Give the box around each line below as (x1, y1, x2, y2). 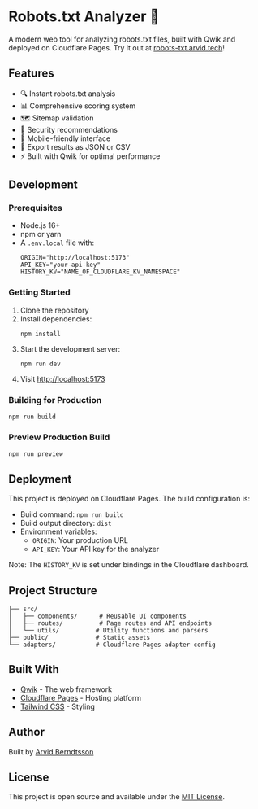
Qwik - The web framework (19, 684, 112, 694)
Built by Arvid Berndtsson (8, 746, 94, 756)
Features (8, 67, 54, 81)
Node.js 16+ (19, 221, 61, 230)
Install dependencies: (19, 313, 92, 324)
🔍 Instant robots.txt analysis (19, 89, 116, 98)
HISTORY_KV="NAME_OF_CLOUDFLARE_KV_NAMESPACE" (19, 268, 181, 276)
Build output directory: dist (19, 518, 112, 528)
